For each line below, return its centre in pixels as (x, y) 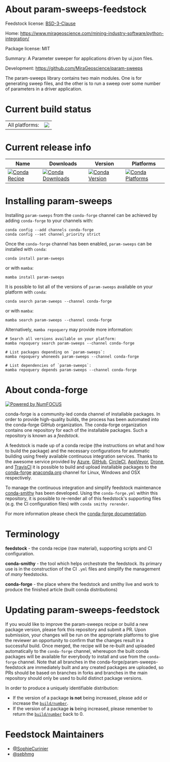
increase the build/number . (40, 703)
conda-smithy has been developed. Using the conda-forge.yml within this (82, 493)
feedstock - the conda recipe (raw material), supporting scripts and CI (79, 548)
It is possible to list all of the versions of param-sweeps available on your (79, 287)
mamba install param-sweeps (35, 277)
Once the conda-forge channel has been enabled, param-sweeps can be (79, 244)
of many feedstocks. (27, 574)
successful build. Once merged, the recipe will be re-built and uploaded (80, 646)
